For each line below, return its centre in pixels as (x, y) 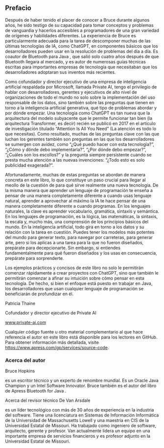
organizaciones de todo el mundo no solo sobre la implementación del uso (80, 97)
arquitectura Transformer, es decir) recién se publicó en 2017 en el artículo (80, 123)
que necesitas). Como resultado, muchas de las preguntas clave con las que (82, 134)
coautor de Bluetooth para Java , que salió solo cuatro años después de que (82, 56)
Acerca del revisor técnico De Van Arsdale (48, 400)
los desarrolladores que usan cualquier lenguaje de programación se (74, 288)
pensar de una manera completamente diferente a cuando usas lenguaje (78, 196)
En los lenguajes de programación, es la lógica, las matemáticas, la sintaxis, (82, 216)
